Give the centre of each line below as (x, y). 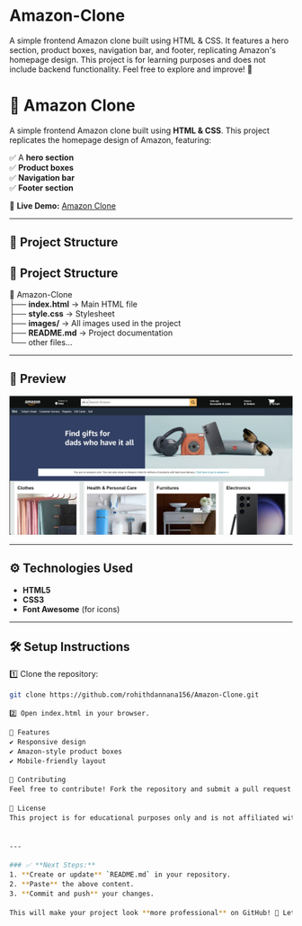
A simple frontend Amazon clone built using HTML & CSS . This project (139, 130)
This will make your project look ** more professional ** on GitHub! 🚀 (144, 913)
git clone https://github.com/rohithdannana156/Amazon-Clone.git (134, 694)
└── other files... (41, 343)
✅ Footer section (41, 187)
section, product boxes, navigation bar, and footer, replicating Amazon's (143, 49)
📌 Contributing (38, 780)
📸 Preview (38, 379)
